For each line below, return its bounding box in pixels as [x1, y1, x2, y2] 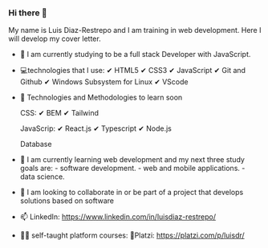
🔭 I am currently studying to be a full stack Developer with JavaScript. [19, 50, 251, 59]
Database [19, 140, 52, 149]
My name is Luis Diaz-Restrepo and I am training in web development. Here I [8, 26, 262, 35]
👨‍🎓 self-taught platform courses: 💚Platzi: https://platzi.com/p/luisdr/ [19, 230, 245, 240]
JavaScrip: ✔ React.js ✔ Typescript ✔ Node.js [19, 124, 173, 133]
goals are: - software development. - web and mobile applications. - [19, 164, 246, 173]
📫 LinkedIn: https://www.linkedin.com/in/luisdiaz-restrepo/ [19, 212, 217, 222]
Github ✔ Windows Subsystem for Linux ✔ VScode [19, 77, 189, 87]
